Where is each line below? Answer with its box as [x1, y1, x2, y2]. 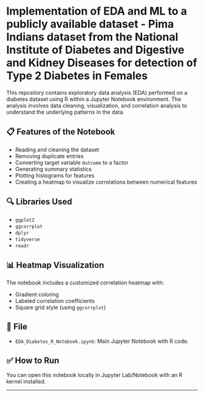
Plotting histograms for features [15, 171, 95, 179]
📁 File [6, 321, 27, 332]
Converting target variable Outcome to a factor [15, 159, 129, 166]
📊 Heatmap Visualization [6, 260, 104, 270]
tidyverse [15, 236, 41, 243]
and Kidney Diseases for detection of [6, 56, 197, 70]
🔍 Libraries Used [6, 196, 72, 207]
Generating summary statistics [15, 165, 92, 173]
